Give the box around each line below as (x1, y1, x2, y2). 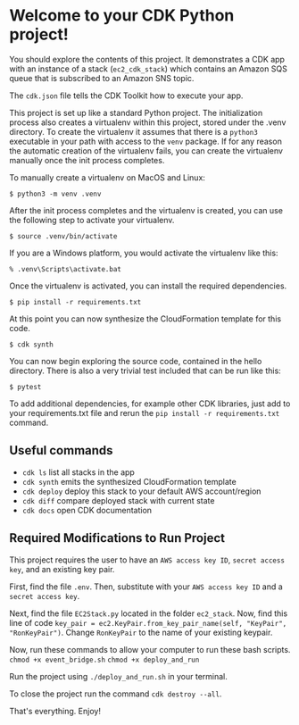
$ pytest (9, 382, 42, 391)
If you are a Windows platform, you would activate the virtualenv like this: (9, 247, 278, 258)
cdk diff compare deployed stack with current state (21, 495, 215, 505)
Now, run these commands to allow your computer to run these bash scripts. (9, 644, 291, 654)
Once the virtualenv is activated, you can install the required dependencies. (9, 280, 287, 291)
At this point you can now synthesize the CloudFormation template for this (9, 313, 282, 324)
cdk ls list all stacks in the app (21, 466, 136, 478)
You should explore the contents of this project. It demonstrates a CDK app (9, 54, 286, 64)
